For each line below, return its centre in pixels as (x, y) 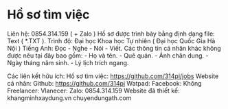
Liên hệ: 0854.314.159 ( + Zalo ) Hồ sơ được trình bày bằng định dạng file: (111, 34)
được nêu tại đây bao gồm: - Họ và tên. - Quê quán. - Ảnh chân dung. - (108, 56)
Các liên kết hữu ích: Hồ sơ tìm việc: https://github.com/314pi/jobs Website (113, 76)
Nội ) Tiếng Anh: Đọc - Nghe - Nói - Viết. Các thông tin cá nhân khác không (114, 48)
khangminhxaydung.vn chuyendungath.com (69, 98)
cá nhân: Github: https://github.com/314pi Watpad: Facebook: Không (104, 83)
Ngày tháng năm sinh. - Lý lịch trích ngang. (68, 62)
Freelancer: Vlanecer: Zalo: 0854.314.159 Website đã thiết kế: (93, 90)
